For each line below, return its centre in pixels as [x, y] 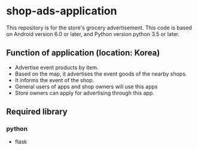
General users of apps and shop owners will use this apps [86, 86]
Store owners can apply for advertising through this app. [84, 93]
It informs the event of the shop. [54, 80]
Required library [37, 112]
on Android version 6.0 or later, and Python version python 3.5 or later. [93, 34]
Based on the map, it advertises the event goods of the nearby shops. [101, 74]
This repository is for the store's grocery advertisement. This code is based [99, 28]
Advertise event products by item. [57, 67]
